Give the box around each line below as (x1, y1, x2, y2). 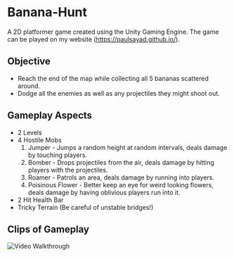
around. (17, 82, 41, 90)
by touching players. (27, 151, 88, 159)
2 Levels (17, 128, 42, 137)
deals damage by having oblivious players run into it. (27, 188, 181, 196)
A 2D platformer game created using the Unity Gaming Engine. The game (7, 27, 219, 36)
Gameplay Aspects (7, 110, 93, 122)
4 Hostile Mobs (17, 135, 62, 144)
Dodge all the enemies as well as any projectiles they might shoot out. (17, 89, 220, 97)
